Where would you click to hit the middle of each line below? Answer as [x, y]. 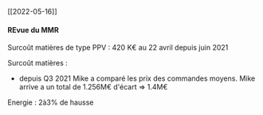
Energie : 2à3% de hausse [51, 102]
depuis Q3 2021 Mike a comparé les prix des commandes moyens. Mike [137, 78]
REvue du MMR [33, 30]
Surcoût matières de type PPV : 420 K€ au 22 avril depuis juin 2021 [118, 48]
